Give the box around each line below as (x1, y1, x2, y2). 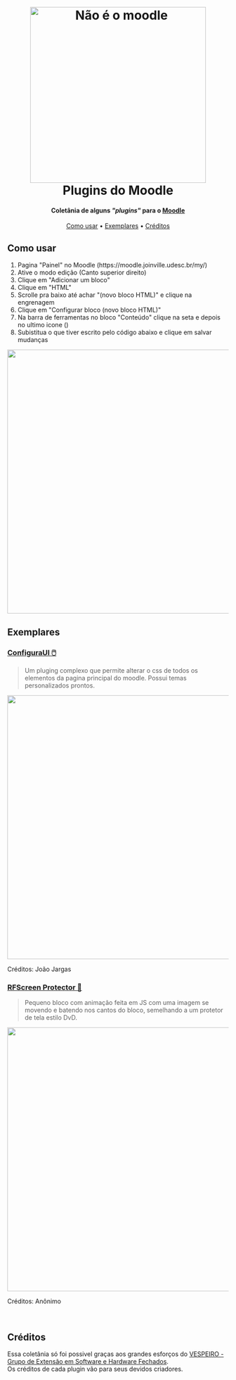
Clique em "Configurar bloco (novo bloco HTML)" (17, 305, 162, 315)
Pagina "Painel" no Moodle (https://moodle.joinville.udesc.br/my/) (17, 261, 208, 270)
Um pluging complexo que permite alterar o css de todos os (24, 666, 198, 674)
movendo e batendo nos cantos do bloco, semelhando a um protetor (24, 1006, 223, 1015)
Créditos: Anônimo (7, 1297, 62, 1305)
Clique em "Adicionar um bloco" (17, 276, 110, 284)
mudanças (17, 336, 48, 344)
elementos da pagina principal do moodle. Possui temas (24, 673, 188, 682)
